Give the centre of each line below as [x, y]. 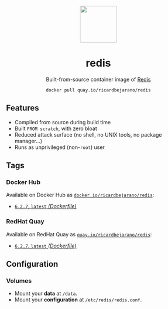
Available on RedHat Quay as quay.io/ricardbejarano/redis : [79, 234]
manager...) [28, 141]
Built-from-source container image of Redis [98, 79]
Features [23, 108]
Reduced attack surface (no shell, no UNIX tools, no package [88, 134]
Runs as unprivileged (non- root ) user [60, 147]
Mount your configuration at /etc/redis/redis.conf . [78, 300]
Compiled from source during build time [63, 122]
